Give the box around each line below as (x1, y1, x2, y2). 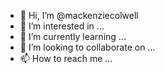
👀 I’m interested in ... (19, 20, 105, 32)
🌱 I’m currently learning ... (19, 31, 127, 42)
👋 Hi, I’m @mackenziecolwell (19, 10, 139, 21)
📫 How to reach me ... (19, 53, 113, 64)
